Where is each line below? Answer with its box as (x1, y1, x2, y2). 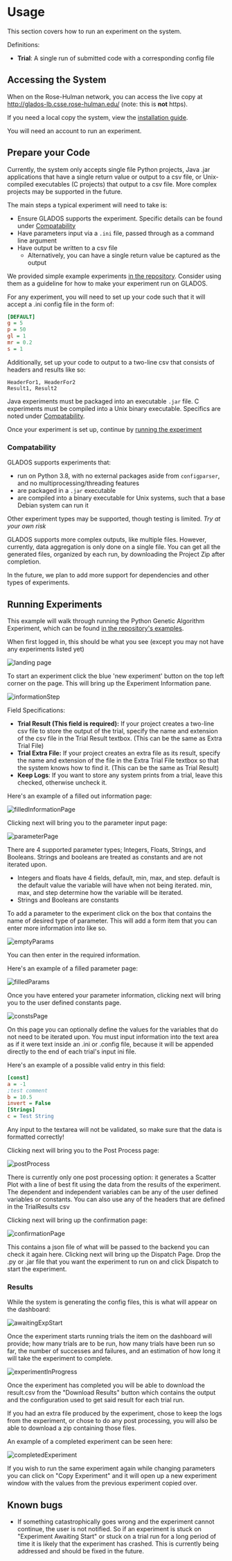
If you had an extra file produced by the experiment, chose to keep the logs (7, 1409, 222, 1418)
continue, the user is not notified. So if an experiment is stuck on (17, 1525, 202, 1533)
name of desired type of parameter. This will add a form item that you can (7, 916, 217, 925)
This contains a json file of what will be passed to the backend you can (7, 1243, 210, 1251)
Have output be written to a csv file (17, 243, 118, 252)
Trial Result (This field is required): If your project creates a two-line (17, 719, 215, 728)
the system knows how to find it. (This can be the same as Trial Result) (17, 763, 220, 771)
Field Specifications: (7, 706, 66, 714)
